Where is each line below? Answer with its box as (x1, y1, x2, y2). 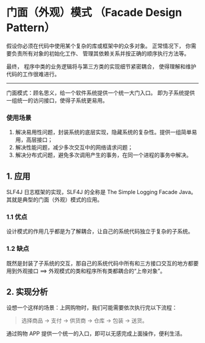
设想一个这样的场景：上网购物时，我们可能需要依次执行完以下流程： (6, 304, 178, 311)
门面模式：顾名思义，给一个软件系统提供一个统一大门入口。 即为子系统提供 (6, 89, 195, 96)
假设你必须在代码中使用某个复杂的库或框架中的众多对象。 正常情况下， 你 (6, 42, 191, 49)
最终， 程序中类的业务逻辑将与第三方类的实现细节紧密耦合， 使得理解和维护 (6, 62, 196, 70)
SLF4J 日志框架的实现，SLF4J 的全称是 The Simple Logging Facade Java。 (6, 189, 196, 196)
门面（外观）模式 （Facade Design (6, 5, 182, 20)
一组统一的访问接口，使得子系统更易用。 (6, 96, 108, 104)
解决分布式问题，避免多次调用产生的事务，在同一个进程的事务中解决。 (15, 151, 192, 159)
